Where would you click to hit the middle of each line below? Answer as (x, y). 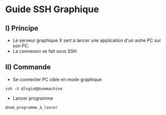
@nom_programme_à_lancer (32, 107)
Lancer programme (33, 98)
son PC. (21, 46)
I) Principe (22, 28)
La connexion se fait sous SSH (45, 51)
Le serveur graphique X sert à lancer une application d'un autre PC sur (87, 40)
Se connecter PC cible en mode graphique (57, 79)
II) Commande (28, 67)
